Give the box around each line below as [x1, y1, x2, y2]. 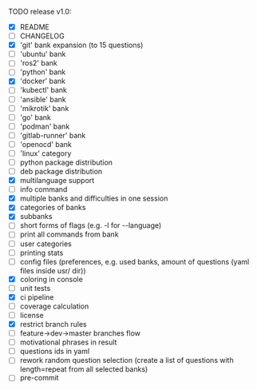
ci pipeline [19, 292, 54, 302]
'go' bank [19, 112, 52, 122]
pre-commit [19, 373, 59, 383]
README [19, 22, 50, 31]
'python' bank [19, 67, 66, 77]
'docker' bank [19, 76, 66, 86]
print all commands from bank [19, 229, 119, 239]
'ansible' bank [19, 94, 66, 104]
